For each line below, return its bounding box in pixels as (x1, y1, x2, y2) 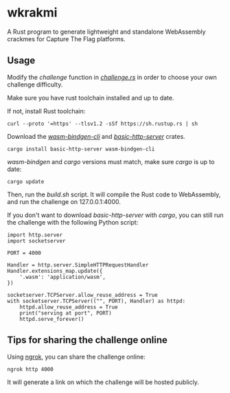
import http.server (7, 232, 63, 238)
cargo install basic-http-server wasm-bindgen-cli (7, 146, 155, 153)
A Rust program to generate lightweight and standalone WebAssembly (7, 27, 206, 36)
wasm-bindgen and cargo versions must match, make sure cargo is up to (7, 157, 215, 166)
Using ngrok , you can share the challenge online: (7, 352, 146, 361)
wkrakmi (7, 5, 58, 21)
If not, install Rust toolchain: (7, 106, 86, 115)
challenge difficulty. (7, 80, 63, 89)
